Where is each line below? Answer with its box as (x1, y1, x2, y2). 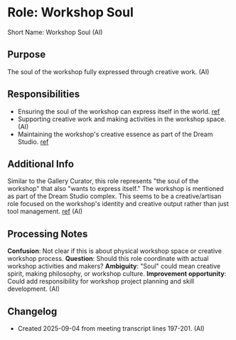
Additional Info (7, 158, 75, 170)
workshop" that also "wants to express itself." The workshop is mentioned (7, 185, 224, 193)
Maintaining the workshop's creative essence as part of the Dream (17, 130, 213, 138)
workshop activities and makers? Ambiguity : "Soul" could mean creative (7, 262, 221, 271)
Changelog (7, 305, 58, 317)
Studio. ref (17, 137, 49, 146)
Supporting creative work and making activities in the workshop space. (17, 115, 226, 123)
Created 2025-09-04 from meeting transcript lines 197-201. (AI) (17, 324, 205, 332)
